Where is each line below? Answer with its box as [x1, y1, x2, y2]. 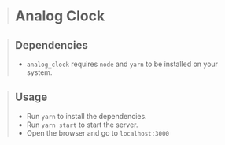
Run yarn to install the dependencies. [26, 111, 147, 121]
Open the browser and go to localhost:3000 [26, 128, 170, 137]
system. [26, 68, 53, 77]
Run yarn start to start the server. [26, 120, 138, 129]
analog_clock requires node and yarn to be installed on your [26, 59, 218, 69]
